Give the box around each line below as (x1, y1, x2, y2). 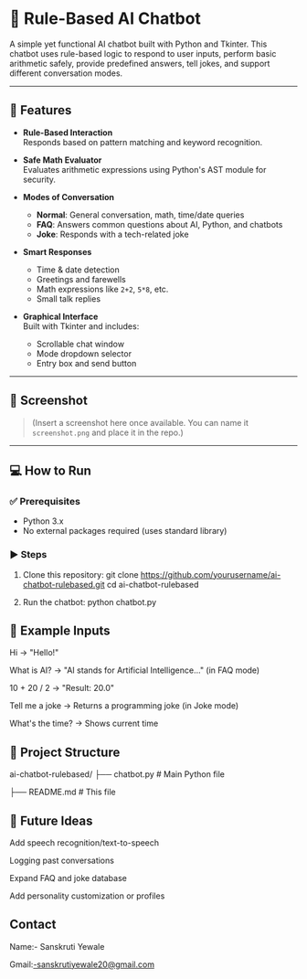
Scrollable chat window (36, 338, 125, 349)
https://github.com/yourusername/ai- (140, 569, 281, 580)
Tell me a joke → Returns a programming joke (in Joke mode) (9, 700, 239, 711)
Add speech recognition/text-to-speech (9, 836, 160, 848)
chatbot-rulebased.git (22, 579, 105, 590)
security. (22, 174, 57, 185)
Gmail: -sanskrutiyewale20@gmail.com (9, 959, 155, 970)
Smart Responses (22, 246, 92, 257)
